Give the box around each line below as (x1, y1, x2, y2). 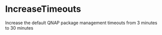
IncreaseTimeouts (5, 3, 81, 15)
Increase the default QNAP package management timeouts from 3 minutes (5, 20, 158, 26)
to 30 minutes (5, 25, 34, 31)
